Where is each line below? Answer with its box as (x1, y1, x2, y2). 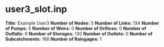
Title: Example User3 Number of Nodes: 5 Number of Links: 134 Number (5, 20, 159, 26)
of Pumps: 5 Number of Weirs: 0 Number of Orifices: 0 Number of (5, 25, 146, 31)
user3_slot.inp (5, 3, 67, 15)
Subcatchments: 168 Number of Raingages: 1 (5, 36, 102, 42)
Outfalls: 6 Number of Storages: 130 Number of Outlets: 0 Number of (5, 30, 153, 36)
